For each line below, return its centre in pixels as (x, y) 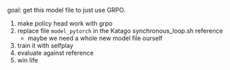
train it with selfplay (45, 45)
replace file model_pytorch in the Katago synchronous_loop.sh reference (120, 31)
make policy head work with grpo (65, 23)
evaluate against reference (55, 53)
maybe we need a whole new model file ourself (95, 38)
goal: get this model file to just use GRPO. (67, 10)
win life (27, 60)
